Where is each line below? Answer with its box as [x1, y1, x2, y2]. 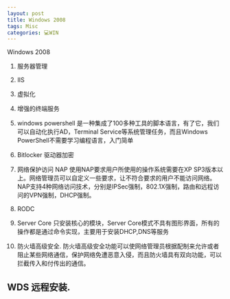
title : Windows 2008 [7, 16, 67, 23]
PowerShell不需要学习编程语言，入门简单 [16, 136, 134, 145]
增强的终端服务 [16, 104, 60, 113]
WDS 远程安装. [7, 281, 71, 293]
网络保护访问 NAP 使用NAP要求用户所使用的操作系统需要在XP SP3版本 [16, 165, 218, 174]
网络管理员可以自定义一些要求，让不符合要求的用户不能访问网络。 [29, 174, 216, 182]
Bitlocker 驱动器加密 [16, 151, 74, 159]
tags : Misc [7, 23, 38, 29]
